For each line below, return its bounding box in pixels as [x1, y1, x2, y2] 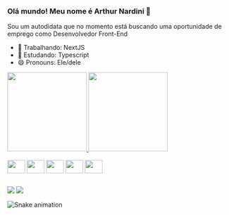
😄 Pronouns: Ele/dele [17, 58, 81, 67]
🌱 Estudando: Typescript [17, 51, 89, 59]
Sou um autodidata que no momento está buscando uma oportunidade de [7, 22, 222, 31]
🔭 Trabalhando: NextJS [17, 44, 85, 52]
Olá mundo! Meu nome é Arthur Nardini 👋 [7, 6, 151, 16]
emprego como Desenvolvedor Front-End [7, 30, 128, 38]
